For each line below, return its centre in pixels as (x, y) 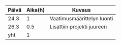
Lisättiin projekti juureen (78, 27)
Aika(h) (35, 10)
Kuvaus (81, 10)
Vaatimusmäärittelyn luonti (81, 18)
